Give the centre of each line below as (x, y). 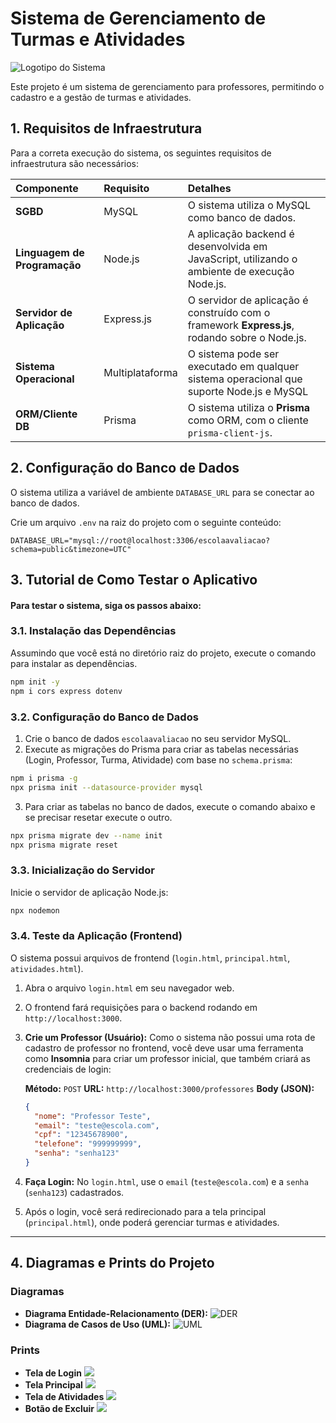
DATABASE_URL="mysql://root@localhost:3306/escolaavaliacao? (140, 540)
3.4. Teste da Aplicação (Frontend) (96, 936)
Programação (48, 265)
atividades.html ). (47, 968)
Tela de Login (53, 1373)
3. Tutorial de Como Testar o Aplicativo (134, 579)
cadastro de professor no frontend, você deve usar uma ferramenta (164, 1048)
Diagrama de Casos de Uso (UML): (97, 1324)
